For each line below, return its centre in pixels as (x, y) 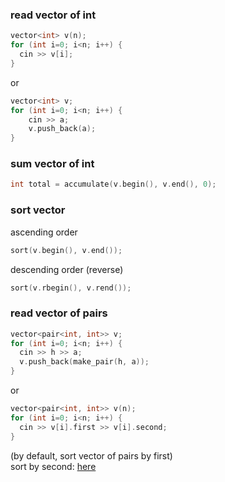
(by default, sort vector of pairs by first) (91, 455)
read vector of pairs (59, 313)
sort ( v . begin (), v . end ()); (66, 250)
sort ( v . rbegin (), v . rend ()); (71, 288)
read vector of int (53, 15)
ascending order (44, 232)
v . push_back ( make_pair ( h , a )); (84, 362)
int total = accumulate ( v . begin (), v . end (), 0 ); (113, 184)
